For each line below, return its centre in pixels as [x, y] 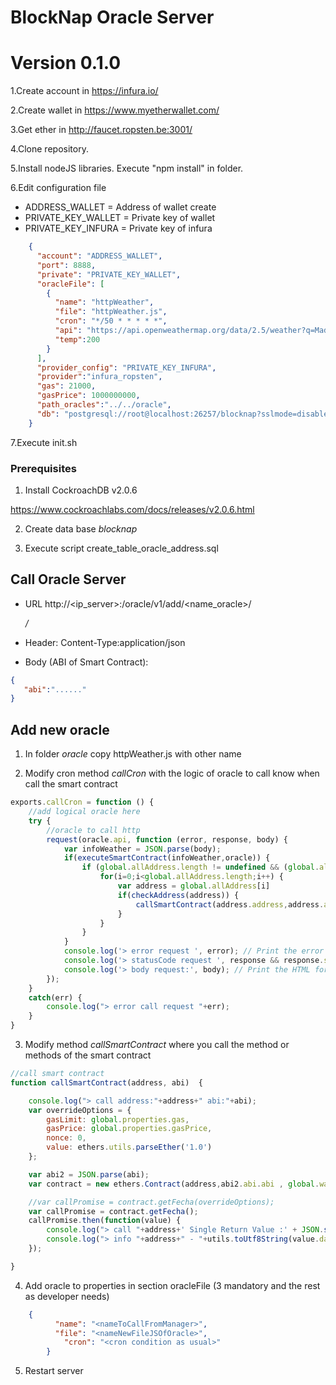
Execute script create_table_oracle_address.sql [121, 548]
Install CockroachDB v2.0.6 [81, 490]
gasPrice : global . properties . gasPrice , [129, 1129]
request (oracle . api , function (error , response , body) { [167, 839]
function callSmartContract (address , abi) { [106, 1082]
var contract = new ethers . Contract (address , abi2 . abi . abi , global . [174, 1184]
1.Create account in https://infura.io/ [84, 91]
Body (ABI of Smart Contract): [86, 662]
